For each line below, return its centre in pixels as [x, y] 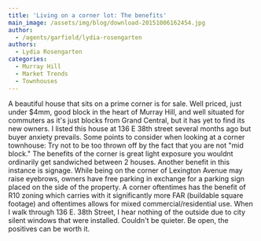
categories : [28, 60]
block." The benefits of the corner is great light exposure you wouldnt [121, 153]
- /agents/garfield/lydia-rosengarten [79, 37]
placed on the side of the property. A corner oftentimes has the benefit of [127, 187]
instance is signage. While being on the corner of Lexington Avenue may [125, 170]
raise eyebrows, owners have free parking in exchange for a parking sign [127, 178]
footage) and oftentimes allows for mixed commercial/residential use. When [130, 203]
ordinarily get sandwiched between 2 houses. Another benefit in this [119, 162]
